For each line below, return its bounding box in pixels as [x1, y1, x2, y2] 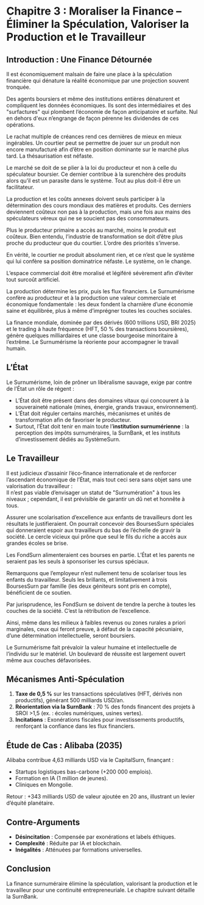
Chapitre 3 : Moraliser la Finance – [6, 4, 182, 18]
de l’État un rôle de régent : [6, 385, 75, 392]
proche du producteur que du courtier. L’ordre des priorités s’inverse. [6, 239, 180, 246]
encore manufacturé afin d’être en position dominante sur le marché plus [6, 146, 189, 153]
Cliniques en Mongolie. [15, 781, 73, 789]
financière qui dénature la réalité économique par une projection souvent [6, 77, 189, 84]
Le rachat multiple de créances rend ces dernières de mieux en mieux [6, 133, 182, 140]
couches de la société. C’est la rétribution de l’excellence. [6, 607, 151, 614]
